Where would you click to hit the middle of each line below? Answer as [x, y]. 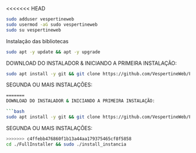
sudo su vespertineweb [34, 30]
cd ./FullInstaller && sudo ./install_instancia [66, 144]
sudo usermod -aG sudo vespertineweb [52, 25]
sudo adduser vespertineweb [40, 19]
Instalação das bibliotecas [37, 41]
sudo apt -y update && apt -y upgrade [53, 52]
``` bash [15, 112]
